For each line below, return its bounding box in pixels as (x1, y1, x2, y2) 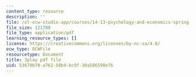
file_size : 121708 (6, 24, 51, 31)
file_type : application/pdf (6, 30, 75, 36)
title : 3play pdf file (6, 57, 61, 63)
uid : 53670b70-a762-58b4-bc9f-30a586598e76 (6, 62, 114, 68)
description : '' (6, 14, 45, 20)
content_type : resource (6, 8, 64, 14)
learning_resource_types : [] (6, 35, 77, 41)
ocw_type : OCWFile (6, 46, 51, 52)
